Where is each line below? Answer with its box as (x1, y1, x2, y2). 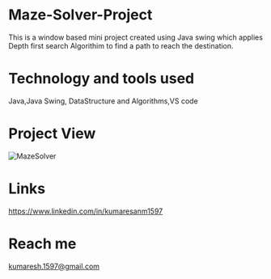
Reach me (8, 235, 77, 252)
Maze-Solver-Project (8, 6, 153, 24)
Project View (8, 125, 96, 143)
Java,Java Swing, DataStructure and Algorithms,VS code (8, 95, 198, 106)
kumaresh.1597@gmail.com (8, 261, 100, 271)
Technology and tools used (8, 70, 195, 88)
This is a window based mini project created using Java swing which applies (8, 32, 263, 42)
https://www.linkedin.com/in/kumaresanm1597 (8, 206, 163, 216)
